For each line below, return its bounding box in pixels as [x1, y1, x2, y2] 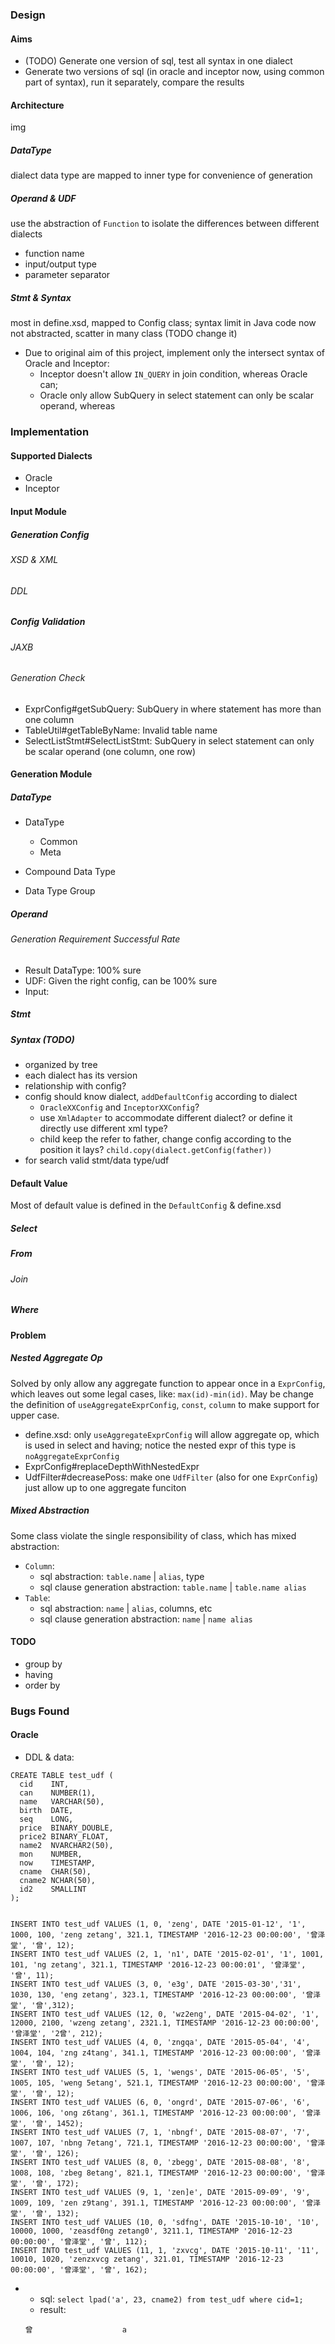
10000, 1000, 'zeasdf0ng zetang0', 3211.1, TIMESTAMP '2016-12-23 [10, 2226, 293, 2237]
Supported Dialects [10, 449, 93, 462]
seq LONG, [19, 1814, 74, 1825]
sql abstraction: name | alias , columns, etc [39, 1602, 213, 1614]
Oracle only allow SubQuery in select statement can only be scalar [39, 389, 314, 402]
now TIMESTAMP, [19, 1858, 97, 1868]
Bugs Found [10, 1704, 70, 1718]
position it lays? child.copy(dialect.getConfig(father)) [39, 1144, 273, 1156]
